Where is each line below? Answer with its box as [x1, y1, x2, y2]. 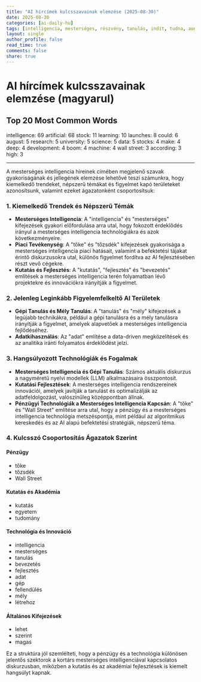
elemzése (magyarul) [6, 92, 115, 105]
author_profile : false [6, 37, 63, 43]
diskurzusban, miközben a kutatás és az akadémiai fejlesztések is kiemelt [6, 663, 188, 670]
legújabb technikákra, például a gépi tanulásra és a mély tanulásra [14, 314, 178, 321]
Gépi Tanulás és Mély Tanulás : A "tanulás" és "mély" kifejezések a [14, 308, 181, 315]
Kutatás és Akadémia [6, 489, 61, 496]
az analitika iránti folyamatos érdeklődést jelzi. [14, 340, 129, 347]
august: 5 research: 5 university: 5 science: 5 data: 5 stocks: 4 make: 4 [6, 138, 181, 145]
